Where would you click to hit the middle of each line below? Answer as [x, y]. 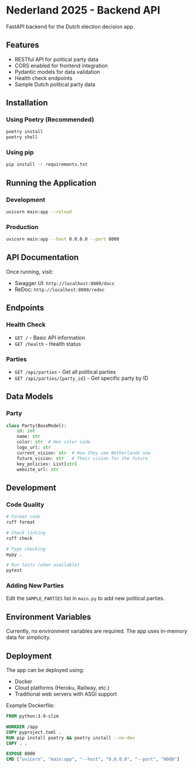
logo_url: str [34, 448]
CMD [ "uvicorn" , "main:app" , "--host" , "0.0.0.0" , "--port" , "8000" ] [93, 759]
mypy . [14, 554]
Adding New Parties [35, 585]
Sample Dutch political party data [55, 84]
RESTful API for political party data [56, 59]
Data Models [30, 397]
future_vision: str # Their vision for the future [82, 458]
